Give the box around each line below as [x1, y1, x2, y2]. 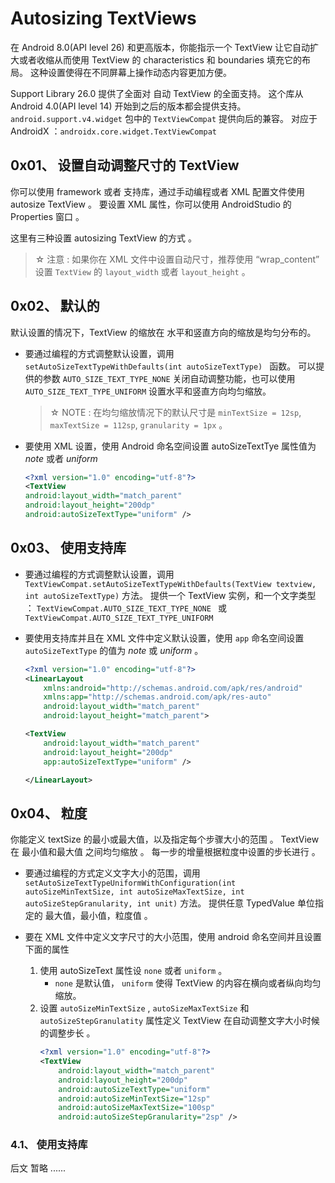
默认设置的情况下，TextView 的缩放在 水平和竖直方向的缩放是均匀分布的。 [10, 326, 317, 338]
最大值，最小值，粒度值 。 [44, 910, 153, 922]
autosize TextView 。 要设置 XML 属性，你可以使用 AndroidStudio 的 [10, 198, 292, 210]
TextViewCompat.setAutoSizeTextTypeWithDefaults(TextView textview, [24, 579, 317, 589]
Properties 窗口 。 [10, 210, 85, 222]
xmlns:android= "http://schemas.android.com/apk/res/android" [43, 683, 303, 693]
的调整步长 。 [39, 1027, 96, 1039]
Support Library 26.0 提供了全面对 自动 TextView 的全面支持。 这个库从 [10, 87, 304, 99]
